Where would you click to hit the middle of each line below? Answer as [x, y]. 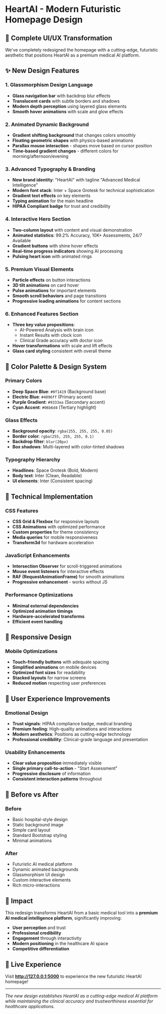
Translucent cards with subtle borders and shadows [66, 101]
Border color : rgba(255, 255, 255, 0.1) [53, 436]
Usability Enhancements [35, 753]
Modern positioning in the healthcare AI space [60, 944]
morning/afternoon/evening [40, 156]
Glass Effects [21, 420]
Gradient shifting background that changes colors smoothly [74, 135]
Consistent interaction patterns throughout [57, 779]
